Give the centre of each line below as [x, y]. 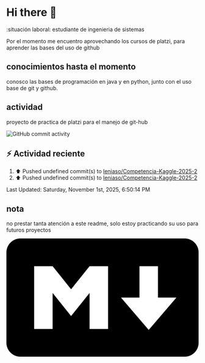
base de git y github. [32, 88]
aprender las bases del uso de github [53, 48]
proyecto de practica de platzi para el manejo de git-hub [77, 122]
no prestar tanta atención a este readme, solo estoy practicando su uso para [103, 224]
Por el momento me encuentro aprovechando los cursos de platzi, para [95, 41]
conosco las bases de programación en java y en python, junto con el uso [99, 81]
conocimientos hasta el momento [71, 67]
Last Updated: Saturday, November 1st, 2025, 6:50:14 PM [78, 190]
